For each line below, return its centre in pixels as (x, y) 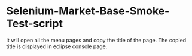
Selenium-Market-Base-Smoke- (88, 11)
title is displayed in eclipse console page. (57, 46)
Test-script (34, 24)
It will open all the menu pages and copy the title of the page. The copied (96, 40)
